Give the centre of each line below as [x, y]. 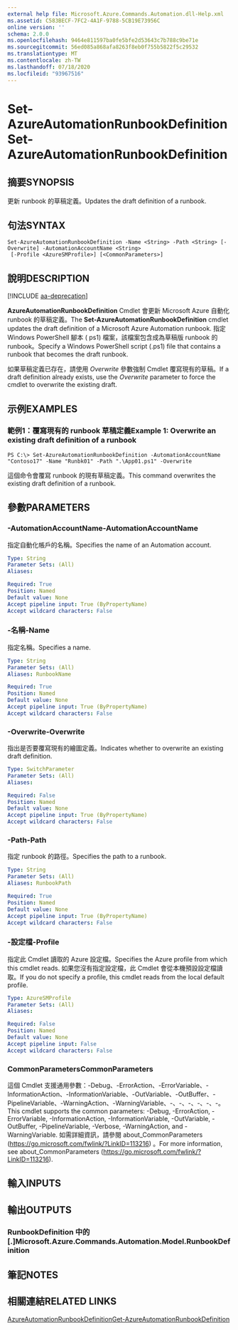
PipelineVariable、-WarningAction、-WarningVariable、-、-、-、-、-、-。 [116, 1103]
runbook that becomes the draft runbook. [68, 354]
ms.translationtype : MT [43, 54]
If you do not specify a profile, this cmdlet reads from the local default [123, 976]
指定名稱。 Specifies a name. [49, 647]
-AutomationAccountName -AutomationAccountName [103, 528]
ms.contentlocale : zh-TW [44, 61]
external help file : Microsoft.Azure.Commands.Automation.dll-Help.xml [115, 14]
